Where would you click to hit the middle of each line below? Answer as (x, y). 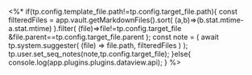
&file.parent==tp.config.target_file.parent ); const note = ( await (114, 37)
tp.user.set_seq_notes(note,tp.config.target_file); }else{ (100, 54)
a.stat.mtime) (30, 28)
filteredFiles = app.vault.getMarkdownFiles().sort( (91, 20)
